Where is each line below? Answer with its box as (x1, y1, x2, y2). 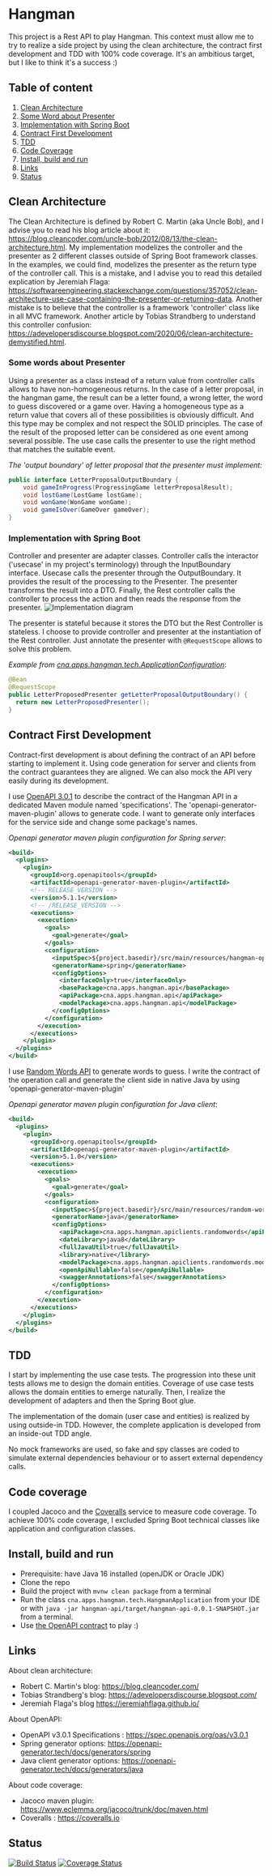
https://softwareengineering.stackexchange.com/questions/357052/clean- (8, 285, 258, 295)
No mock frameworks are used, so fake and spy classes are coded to (8, 1444, 240, 1455)
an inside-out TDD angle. (8, 1429, 92, 1438)
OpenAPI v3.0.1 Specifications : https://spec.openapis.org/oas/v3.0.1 (19, 1729, 249, 1739)
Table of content (8, 81, 93, 95)
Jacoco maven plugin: (19, 1796, 95, 1805)
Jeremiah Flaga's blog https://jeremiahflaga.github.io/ (19, 1699, 200, 1708)
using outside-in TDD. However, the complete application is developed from (8, 1420, 261, 1430)
